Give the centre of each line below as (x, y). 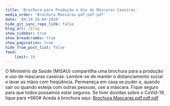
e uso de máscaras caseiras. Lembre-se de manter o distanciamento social (84, 77)
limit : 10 (25, 57)
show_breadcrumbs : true (31, 38)
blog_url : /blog (22, 29)
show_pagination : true (29, 43)
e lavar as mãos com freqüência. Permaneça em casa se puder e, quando (83, 82)
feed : (11, 52)
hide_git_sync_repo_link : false (39, 24)
